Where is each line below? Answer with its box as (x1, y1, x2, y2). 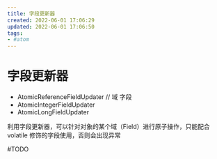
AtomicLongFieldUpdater (17, 108, 89, 116)
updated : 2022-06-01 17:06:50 (7, 23, 95, 30)
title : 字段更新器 (7, 10, 56, 17)
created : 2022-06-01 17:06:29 (7, 17, 95, 24)
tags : (7, 29, 23, 37)
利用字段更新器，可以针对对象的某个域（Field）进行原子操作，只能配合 (7, 123, 210, 131)
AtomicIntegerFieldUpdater (17, 100, 95, 109)
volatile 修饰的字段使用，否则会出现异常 (7, 131, 121, 139)
